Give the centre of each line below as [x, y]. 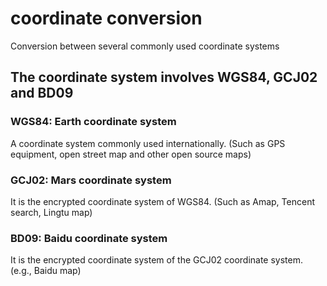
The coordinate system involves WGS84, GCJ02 [164, 77]
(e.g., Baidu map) [46, 271]
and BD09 [42, 93]
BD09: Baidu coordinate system [89, 238]
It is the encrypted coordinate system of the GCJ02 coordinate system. [157, 260]
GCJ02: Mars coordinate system [91, 180]
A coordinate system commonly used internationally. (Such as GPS [148, 143]
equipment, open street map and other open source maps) [131, 154]
